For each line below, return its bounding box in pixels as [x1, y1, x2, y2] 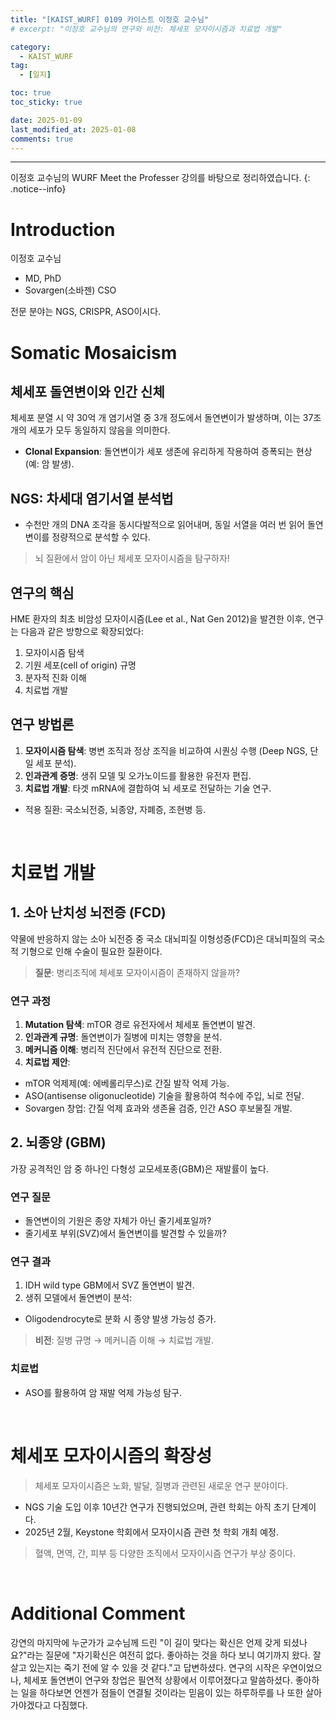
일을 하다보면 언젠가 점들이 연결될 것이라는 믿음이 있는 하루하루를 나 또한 [20, 1686, 304, 1698]
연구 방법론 [10, 716, 75, 733]
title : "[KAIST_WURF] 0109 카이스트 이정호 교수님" [10, 14, 210, 25]
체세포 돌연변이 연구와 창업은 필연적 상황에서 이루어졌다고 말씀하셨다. [23, 1674, 293, 1686]
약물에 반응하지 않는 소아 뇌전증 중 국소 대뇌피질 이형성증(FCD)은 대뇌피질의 [10, 932, 307, 945]
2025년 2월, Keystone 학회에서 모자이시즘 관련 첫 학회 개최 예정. [24, 1526, 279, 1538]
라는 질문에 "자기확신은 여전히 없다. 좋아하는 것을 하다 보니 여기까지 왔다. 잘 [26, 1649, 322, 1661]
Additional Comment [10, 1602, 186, 1625]
